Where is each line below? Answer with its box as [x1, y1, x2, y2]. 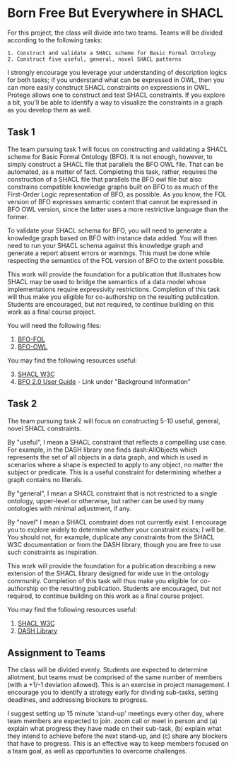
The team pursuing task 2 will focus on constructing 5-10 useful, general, [7, 416, 220, 425]
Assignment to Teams [7, 647, 106, 659]
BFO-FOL [17, 334, 46, 344]
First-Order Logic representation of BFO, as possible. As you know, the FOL [7, 189, 227, 199]
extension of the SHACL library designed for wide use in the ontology [7, 569, 209, 578]
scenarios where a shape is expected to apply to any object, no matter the [7, 460, 224, 469]
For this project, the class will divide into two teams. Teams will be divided [7, 28, 223, 37]
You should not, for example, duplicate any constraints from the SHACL [7, 532, 215, 541]
